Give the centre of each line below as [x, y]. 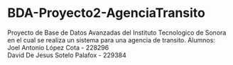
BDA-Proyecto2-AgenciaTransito [107, 13]
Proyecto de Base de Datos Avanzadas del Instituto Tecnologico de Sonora [117, 32]
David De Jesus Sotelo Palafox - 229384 [67, 55]
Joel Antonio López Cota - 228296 [58, 47]
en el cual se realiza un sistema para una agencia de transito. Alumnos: [111, 40]
